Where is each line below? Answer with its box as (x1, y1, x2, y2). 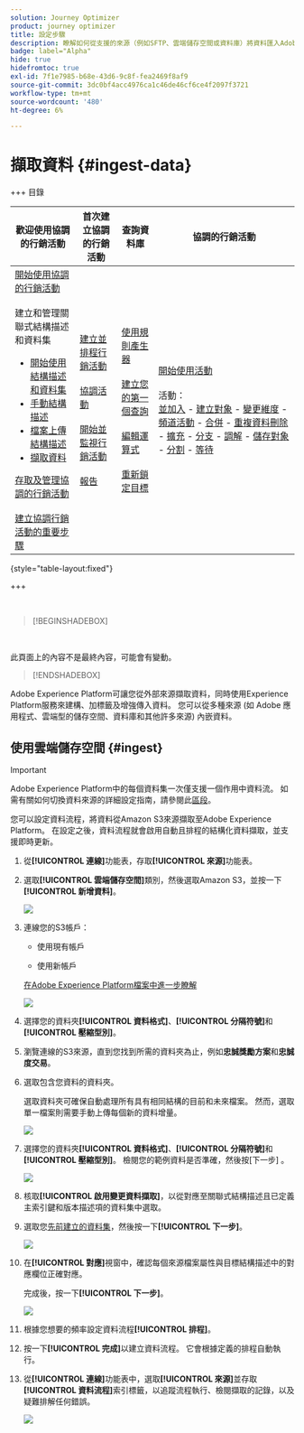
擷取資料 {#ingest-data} (10, 155, 192, 176)
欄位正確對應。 (31, 1269, 88, 1279)
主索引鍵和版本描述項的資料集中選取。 (23, 1202, 166, 1213)
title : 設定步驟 (10, 30, 66, 39)
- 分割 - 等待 (158, 443, 215, 456)
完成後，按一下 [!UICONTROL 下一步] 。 (23, 1288, 169, 1298)
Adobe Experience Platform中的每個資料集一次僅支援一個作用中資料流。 (10, 783, 279, 794)
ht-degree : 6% (10, 106, 64, 115)
